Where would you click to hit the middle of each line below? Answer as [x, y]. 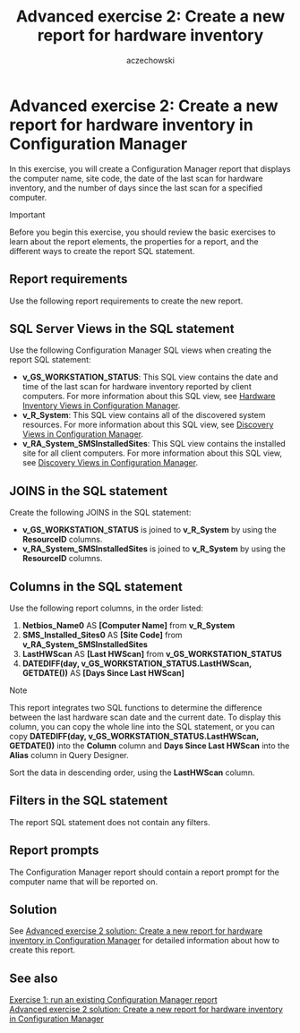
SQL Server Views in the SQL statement [122, 329]
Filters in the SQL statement [89, 801]
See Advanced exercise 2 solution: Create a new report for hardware [136, 931]
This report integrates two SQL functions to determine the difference [136, 707]
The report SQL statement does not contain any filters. [110, 822]
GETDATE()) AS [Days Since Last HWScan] [103, 672]
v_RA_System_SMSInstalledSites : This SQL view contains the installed [154, 444]
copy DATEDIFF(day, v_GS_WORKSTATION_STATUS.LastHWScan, [134, 736]
